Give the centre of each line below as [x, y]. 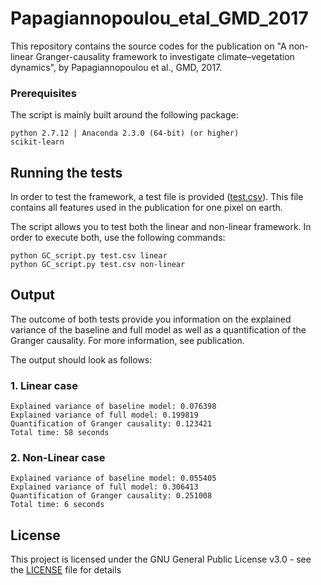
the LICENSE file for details [66, 570]
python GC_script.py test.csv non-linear [98, 265]
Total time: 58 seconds [60, 433]
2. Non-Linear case [58, 458]
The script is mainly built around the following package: [124, 115]
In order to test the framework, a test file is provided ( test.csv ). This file [157, 197]
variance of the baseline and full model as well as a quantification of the [158, 329]
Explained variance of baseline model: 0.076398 [113, 407]
